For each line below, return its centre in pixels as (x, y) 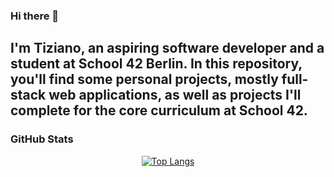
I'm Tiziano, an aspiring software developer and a (167, 48)
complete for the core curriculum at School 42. (159, 110)
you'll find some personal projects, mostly (144, 79)
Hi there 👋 (35, 16)
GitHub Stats (42, 139)
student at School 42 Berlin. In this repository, (156, 64)
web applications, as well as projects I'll (175, 95)
